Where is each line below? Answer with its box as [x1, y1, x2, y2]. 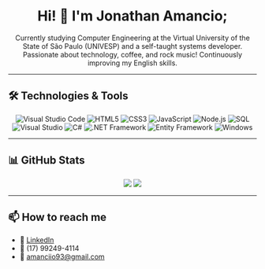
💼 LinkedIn [19, 235, 54, 245]
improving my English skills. [88, 58, 177, 68]
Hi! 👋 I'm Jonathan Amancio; [37, 7, 228, 25]
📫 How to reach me [8, 210, 107, 223]
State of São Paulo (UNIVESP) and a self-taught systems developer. [22, 41, 243, 50]
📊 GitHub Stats [8, 153, 85, 168]
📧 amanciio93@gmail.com [19, 252, 105, 262]
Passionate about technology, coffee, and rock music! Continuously [22, 50, 243, 59]
